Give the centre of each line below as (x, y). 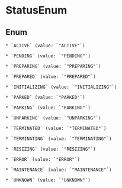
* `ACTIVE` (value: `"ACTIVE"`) (45, 46)
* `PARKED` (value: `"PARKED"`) (45, 98)
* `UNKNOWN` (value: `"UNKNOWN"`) (48, 180)
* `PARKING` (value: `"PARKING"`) (48, 108)
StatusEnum (36, 10)
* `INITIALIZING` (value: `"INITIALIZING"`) (61, 87)
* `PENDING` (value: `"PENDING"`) (48, 56)
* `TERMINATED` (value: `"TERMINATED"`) (56, 128)
